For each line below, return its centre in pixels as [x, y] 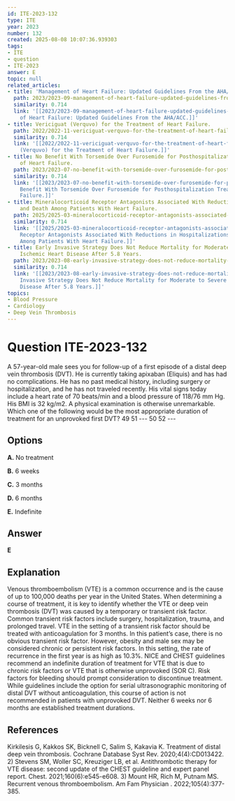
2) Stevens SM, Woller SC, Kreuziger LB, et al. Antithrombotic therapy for [112, 762]
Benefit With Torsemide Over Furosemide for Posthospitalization [117, 189]
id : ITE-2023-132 [33, 14]
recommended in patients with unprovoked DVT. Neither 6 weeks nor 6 [109, 700]
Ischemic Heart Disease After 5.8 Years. [81, 254]
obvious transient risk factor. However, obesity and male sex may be [106, 641]
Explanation [34, 572]
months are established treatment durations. [71, 708]
